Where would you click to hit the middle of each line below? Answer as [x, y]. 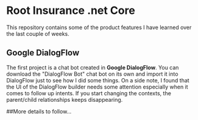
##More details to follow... [39, 111]
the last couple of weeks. [38, 33]
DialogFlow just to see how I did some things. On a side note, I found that [98, 80]
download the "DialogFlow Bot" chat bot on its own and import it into [92, 74]
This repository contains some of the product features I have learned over [99, 27]
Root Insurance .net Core [71, 11]
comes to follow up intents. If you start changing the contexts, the [89, 93]
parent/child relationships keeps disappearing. [65, 99]
